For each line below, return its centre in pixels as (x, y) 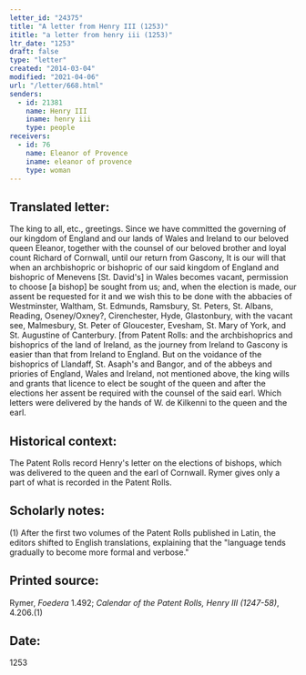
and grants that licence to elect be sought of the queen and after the (138, 384)
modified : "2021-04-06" (55, 77)
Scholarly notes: (57, 511)
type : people (51, 128)
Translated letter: (60, 207)
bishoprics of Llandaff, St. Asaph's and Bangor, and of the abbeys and (141, 364)
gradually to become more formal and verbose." (99, 552)
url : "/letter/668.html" (56, 86)
